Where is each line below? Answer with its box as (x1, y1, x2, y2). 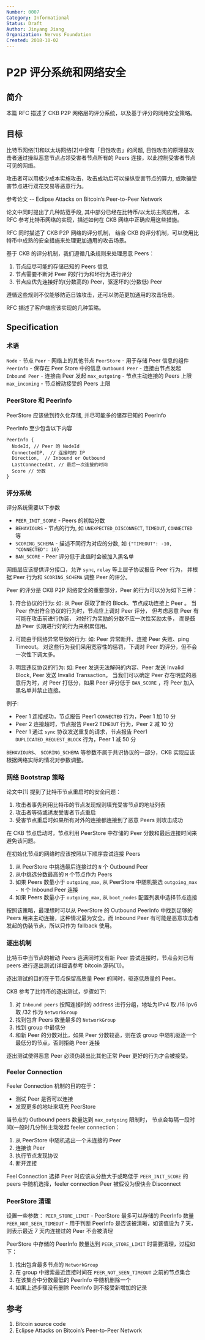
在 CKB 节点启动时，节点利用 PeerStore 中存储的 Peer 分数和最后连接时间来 (6, 829, 198, 837)
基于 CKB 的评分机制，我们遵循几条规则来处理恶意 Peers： (6, 249, 155, 257)
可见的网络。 (6, 162, 39, 169)
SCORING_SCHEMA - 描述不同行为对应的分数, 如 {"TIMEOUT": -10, (15, 540, 173, 547)
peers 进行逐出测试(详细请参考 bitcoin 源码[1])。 (6, 962, 127, 969)
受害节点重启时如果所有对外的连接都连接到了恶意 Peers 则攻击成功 (15, 817, 184, 824)
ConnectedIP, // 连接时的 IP (12, 449, 86, 456)
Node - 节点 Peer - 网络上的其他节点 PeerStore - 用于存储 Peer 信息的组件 (6, 356, 189, 364)
